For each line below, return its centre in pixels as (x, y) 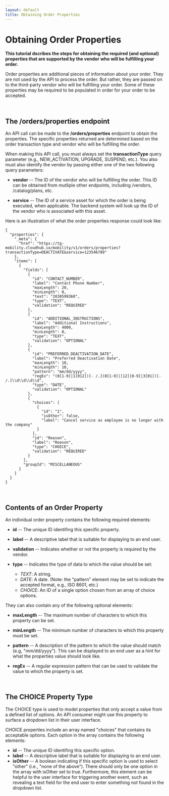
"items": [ (26, 261)
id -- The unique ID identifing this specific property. (66, 530)
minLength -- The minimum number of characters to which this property (88, 630)
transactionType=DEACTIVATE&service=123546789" (56, 252)
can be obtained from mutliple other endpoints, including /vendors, (82, 185)
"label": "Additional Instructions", (72, 323)
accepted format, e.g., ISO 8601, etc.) (59, 585)
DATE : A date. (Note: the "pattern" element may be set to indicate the (92, 580)
